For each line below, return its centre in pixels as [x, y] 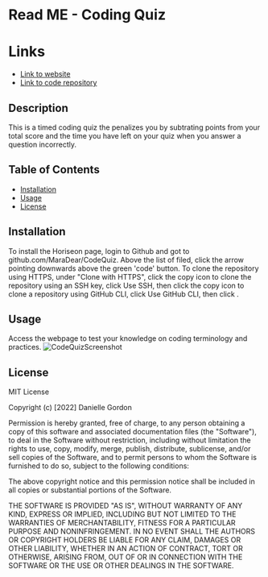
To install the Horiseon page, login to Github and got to [99, 251]
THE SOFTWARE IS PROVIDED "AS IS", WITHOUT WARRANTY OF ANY [126, 506]
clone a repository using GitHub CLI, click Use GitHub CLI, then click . [124, 294]
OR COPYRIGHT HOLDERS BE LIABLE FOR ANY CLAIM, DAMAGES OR [125, 540]
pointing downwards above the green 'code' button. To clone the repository [134, 268]
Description [38, 108]
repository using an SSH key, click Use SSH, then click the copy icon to [126, 285]
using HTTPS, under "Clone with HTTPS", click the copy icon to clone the [130, 276]
